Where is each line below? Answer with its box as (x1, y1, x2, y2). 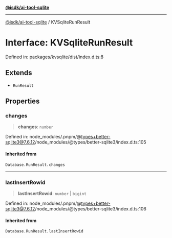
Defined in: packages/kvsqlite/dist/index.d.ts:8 (5, 54, 104, 60)
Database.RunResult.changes (5, 162, 66, 168)
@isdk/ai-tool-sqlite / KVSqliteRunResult (5, 19, 91, 25)
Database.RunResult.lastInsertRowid (5, 229, 83, 234)
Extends (5, 68, 32, 77)
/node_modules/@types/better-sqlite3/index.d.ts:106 (35, 205, 147, 211)
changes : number (17, 124, 54, 130)
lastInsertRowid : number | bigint (17, 190, 87, 196)
